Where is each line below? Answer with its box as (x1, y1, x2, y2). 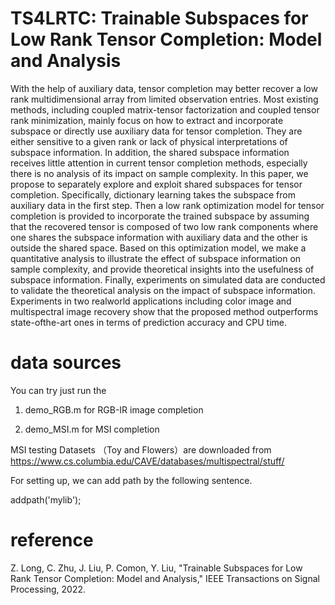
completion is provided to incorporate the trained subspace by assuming (10, 210, 310, 222)
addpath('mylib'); (10, 493, 82, 506)
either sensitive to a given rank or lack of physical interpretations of (10, 135, 288, 147)
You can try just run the (10, 384, 107, 396)
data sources (10, 352, 122, 374)
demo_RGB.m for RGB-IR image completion (24, 403, 204, 416)
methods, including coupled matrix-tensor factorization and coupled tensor (10, 103, 320, 116)
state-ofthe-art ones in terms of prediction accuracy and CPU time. (10, 316, 288, 328)
